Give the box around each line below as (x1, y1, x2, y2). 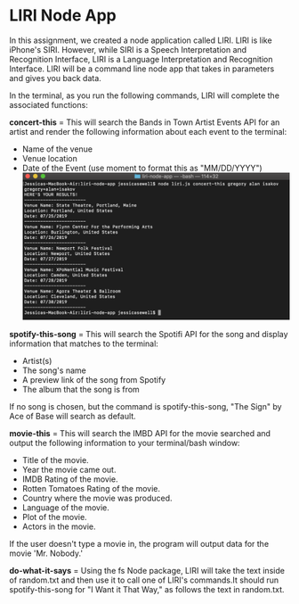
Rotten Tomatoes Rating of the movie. (21, 483, 161, 493)
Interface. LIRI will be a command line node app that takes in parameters (9, 63, 275, 74)
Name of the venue (21, 144, 93, 154)
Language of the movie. (21, 501, 109, 513)
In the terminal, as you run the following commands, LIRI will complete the (9, 90, 280, 101)
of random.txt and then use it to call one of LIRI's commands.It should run (9, 575, 279, 585)
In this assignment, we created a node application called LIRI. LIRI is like (9, 35, 273, 46)
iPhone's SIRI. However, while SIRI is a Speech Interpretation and (9, 44, 247, 54)
